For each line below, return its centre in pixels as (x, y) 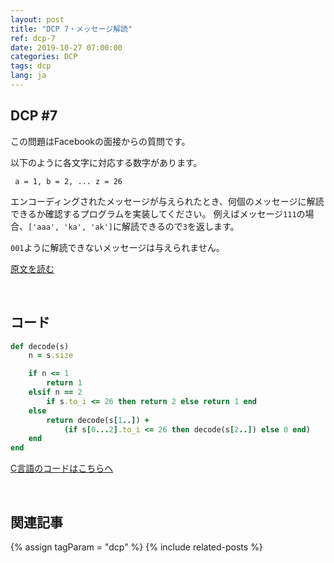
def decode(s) (40, 346)
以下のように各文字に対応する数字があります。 (106, 162)
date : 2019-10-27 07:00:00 (66, 47)
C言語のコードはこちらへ (62, 468)
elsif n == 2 (55, 392)
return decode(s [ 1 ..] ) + (98, 420)
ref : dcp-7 (33, 38)
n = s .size (51, 356)
